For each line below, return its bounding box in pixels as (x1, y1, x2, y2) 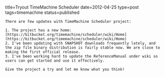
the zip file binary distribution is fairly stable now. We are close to (5, 45, 161, 50)
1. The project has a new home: (5, 28, 72, 33)
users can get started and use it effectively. (5, 58, 105, 63)
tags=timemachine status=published (5, 9, 80, 15)
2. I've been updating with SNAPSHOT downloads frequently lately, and (5, 41, 156, 46)
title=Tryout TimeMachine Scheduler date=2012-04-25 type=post (5, 4, 139, 10)
